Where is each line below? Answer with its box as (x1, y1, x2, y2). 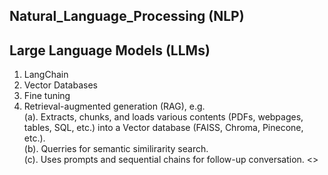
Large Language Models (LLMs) (9, 42, 211, 59)
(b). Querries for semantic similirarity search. (23, 143, 209, 155)
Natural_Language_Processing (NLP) (9, 8, 245, 25)
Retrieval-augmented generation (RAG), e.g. (23, 100, 206, 113)
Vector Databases (23, 79, 98, 91)
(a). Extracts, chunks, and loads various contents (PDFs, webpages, (23, 111, 304, 123)
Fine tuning (23, 90, 71, 102)
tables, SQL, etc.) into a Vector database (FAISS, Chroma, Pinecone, (23, 122, 304, 134)
